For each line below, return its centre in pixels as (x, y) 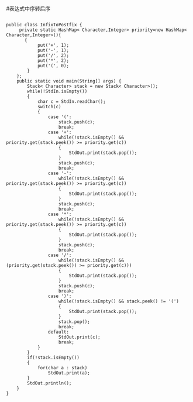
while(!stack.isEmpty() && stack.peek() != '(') (119, 301)
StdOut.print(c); (79, 337)
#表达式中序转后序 (28, 8)
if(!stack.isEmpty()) (54, 358)
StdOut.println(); (49, 383)
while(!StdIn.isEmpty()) (57, 91)
